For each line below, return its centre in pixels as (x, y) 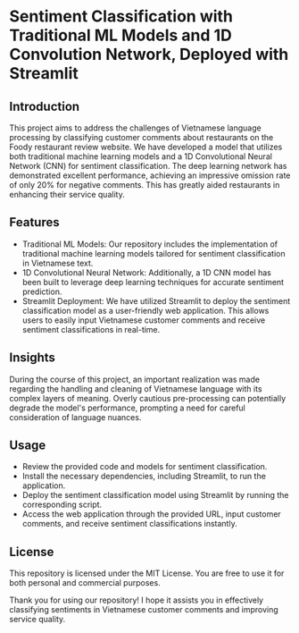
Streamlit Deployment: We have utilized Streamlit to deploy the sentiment (156, 300)
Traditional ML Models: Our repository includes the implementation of (150, 244)
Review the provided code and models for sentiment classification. (145, 467)
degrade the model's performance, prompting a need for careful (127, 408)
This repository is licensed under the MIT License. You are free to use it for (147, 573)
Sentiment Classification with (121, 17)
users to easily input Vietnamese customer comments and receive (144, 320)
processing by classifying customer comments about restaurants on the (141, 137)
